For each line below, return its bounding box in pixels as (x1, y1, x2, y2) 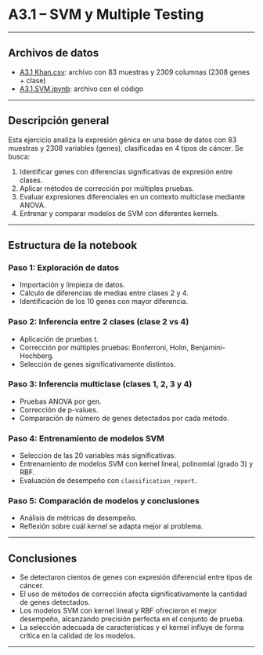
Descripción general (8, 114, 110, 127)
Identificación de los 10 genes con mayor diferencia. (19, 297, 189, 306)
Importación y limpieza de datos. (19, 280, 125, 290)
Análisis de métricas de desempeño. (19, 513, 137, 523)
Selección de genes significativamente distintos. (19, 359, 176, 368)
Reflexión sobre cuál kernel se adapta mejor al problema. (19, 521, 204, 531)
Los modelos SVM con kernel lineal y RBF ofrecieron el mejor (19, 606, 218, 616)
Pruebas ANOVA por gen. (19, 397, 102, 406)
